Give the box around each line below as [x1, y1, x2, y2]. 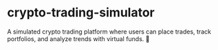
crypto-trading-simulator [7, 5, 155, 21]
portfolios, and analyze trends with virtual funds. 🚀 [7, 34, 150, 42]
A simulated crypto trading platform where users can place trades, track [7, 27, 212, 36]
